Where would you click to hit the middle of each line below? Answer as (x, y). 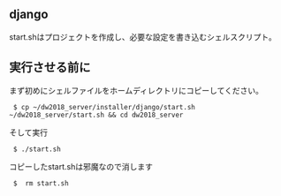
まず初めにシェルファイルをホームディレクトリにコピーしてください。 (136, 90)
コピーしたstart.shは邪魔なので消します (81, 166)
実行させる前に (50, 68)
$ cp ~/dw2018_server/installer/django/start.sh (104, 107)
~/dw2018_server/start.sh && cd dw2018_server (96, 115)
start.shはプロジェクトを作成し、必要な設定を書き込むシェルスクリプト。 (143, 37)
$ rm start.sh (41, 183)
